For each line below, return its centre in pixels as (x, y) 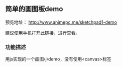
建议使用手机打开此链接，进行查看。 (43, 33)
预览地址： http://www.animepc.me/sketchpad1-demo (61, 22)
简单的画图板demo (34, 9)
